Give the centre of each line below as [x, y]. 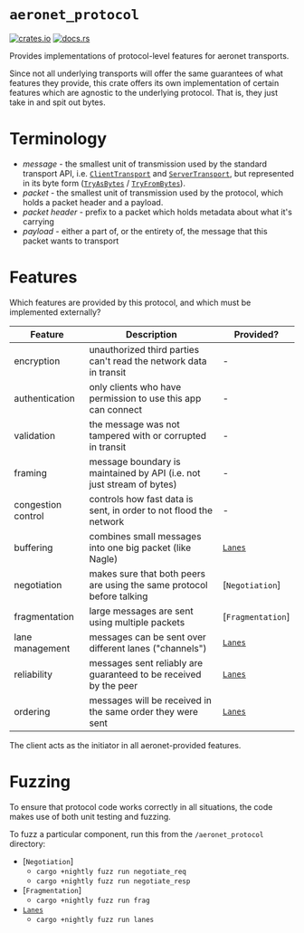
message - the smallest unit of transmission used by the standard [145, 164]
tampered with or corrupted [147, 435]
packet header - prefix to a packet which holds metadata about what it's [157, 212]
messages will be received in [151, 700]
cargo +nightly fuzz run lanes [95, 919]
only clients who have [135, 386]
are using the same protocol [148, 585]
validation [35, 435]
